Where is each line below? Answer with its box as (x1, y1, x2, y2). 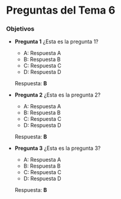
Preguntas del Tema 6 (6, 4, 116, 17)
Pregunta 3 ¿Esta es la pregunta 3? (14, 145, 101, 152)
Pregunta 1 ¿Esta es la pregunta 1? (14, 38, 99, 45)
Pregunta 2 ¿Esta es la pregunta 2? (14, 91, 101, 98)
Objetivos (6, 25, 35, 33)
